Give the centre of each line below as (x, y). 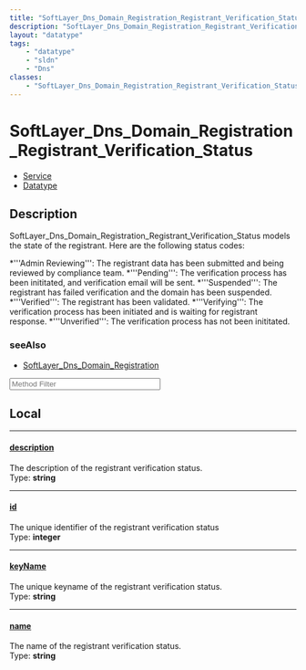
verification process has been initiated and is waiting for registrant (133, 312)
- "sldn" (42, 60)
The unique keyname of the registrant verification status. (116, 587)
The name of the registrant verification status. (96, 646)
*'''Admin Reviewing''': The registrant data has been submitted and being (147, 263)
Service (37, 175)
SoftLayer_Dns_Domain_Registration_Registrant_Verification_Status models (150, 236)
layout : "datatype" (46, 35)
